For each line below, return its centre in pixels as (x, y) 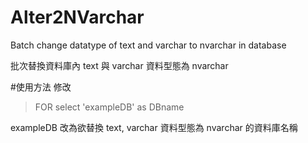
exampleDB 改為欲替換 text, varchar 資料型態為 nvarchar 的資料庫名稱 (154, 127)
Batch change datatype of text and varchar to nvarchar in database (148, 45)
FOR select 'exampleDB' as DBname (109, 107)
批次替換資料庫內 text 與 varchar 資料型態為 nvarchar (119, 65)
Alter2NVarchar (77, 17)
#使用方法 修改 (41, 87)
